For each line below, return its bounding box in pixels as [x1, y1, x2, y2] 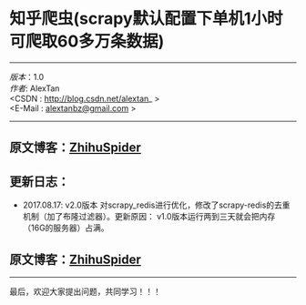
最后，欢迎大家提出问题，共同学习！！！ [9, 286, 161, 297]
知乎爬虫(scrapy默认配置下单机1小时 [9, 8, 284, 29]
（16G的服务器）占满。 [22, 222, 109, 233]
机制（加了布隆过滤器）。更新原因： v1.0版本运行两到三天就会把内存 [22, 211, 276, 222]
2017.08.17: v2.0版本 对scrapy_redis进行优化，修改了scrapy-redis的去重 [22, 199, 291, 210]
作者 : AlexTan [9, 83, 60, 94]
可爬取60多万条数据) [9, 31, 165, 52]
